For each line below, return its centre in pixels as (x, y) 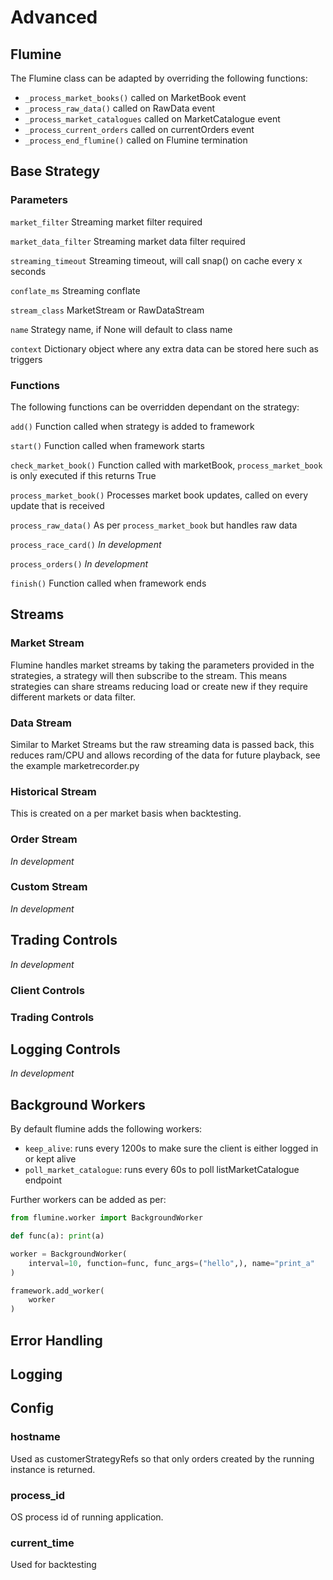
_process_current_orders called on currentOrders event (139, 129)
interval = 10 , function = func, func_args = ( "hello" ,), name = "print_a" (171, 1263)
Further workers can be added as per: (88, 1200)
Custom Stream (49, 887)
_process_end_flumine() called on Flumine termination (136, 140)
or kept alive (50, 1159)
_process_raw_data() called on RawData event (119, 108)
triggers (26, 359)
